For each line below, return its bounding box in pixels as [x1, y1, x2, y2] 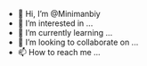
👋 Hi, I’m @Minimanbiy [17, 9, 101, 19]
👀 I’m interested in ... [17, 18, 94, 29]
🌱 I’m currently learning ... [17, 28, 113, 37]
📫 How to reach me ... [17, 47, 101, 57]
